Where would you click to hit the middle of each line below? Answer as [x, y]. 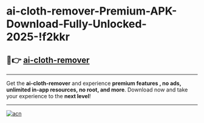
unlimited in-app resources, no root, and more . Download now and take [97, 90]
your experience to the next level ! [49, 96]
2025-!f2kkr [38, 37]
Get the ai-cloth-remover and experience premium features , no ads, [94, 83]
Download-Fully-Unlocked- [76, 24]
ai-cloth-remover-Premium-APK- [92, 11]
